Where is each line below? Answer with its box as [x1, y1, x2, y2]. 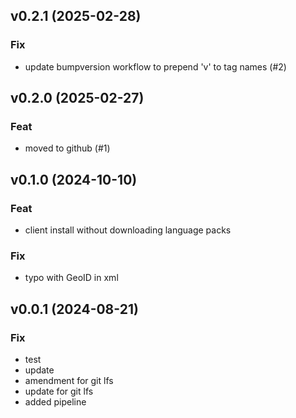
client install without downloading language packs [24, 224, 232, 236]
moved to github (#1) [24, 142, 111, 154]
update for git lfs [24, 385, 94, 398]
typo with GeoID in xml [24, 272, 119, 284]
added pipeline [24, 396, 87, 408]
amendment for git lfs [24, 375, 114, 387]
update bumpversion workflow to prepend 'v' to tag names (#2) [24, 60, 287, 73]
